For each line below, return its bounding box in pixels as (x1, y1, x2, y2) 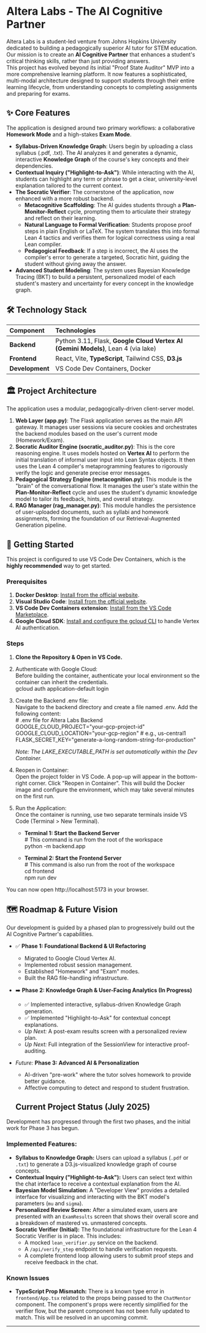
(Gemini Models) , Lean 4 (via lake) (55, 344, 156, 353)
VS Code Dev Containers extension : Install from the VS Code (15, 604, 172, 612)
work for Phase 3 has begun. (6, 1125, 80, 1132)
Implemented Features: (6, 1140, 77, 1149)
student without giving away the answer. (24, 260, 127, 267)
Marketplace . (15, 611, 49, 618)
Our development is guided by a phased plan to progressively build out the (6, 924, 195, 931)
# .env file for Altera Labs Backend (15, 716, 103, 723)
